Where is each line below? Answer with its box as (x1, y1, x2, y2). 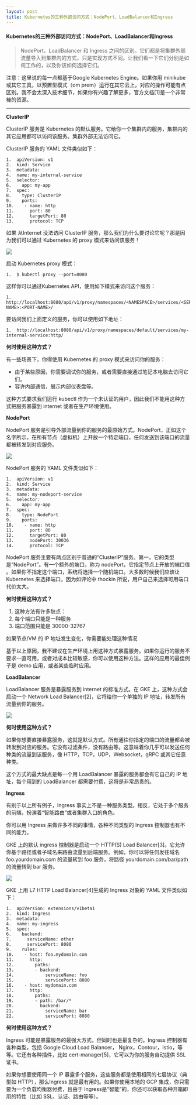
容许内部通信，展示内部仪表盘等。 (14, 383, 97, 390)
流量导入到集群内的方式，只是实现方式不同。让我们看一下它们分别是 (20, 54, 184, 61)
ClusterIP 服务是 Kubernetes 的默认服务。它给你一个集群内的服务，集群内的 (6, 125, 188, 132)
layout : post (6, 8, 38, 15)
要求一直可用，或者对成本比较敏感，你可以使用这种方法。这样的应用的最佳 (6, 654, 185, 661)
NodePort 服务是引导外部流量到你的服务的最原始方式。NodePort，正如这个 (6, 426, 187, 433)
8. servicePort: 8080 (6, 941, 72, 947)
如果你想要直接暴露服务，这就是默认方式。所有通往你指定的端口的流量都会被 (6, 736, 190, 743)
